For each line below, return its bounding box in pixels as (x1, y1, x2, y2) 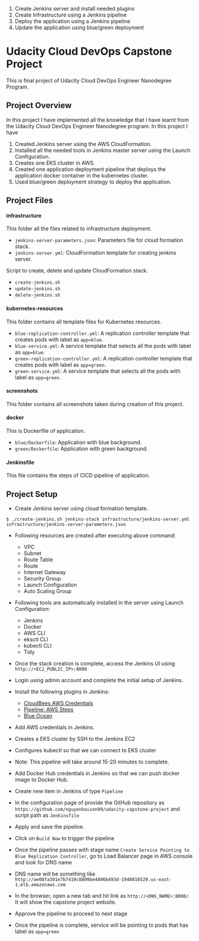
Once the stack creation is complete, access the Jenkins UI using (14, 660, 175, 667)
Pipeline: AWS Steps (23, 706, 74, 713)
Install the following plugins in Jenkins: (14, 688, 110, 695)
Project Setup (6, 489, 58, 499)
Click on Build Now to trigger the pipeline (14, 834, 115, 842)
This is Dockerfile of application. (6, 427, 86, 434)
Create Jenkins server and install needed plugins (14, 5, 135, 12)
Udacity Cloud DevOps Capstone (6, 45, 172, 58)
